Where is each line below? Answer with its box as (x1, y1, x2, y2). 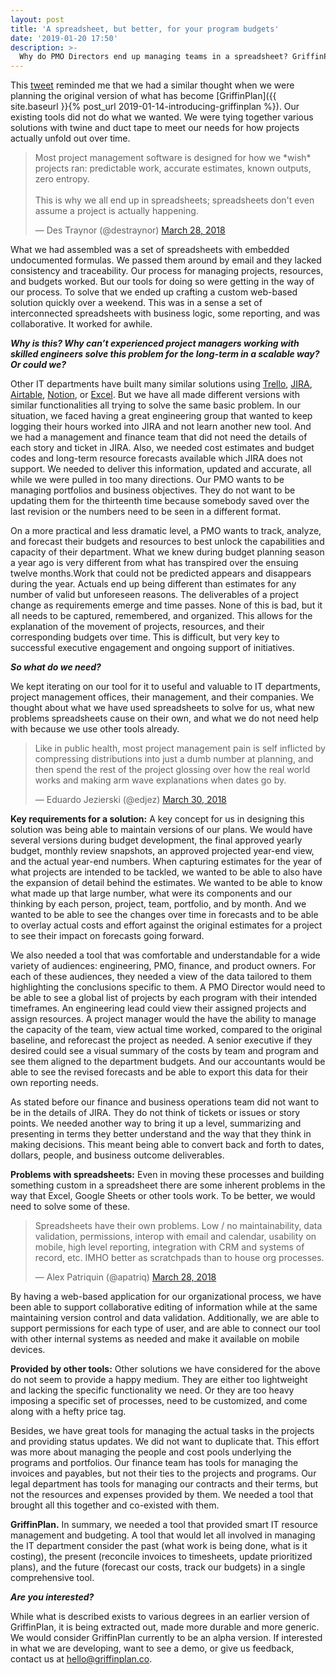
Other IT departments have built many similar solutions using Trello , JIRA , (10, 378, 313, 390)
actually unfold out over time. (10, 132, 131, 145)
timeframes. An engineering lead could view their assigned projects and (10, 1002, 307, 1015)
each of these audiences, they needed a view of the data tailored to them (10, 971, 313, 983)
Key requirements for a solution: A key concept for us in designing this (10, 813, 305, 825)
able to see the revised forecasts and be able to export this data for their (10, 1066, 309, 1078)
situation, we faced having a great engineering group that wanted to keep (10, 410, 313, 422)
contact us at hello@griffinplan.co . (10, 1653, 153, 1665)
